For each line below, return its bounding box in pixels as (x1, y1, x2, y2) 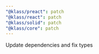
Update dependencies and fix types (5, 42, 93, 49)
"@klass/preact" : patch (5, 8, 65, 15)
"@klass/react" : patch (5, 14, 62, 20)
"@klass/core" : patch (5, 25, 59, 31)
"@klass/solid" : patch (5, 20, 62, 26)
